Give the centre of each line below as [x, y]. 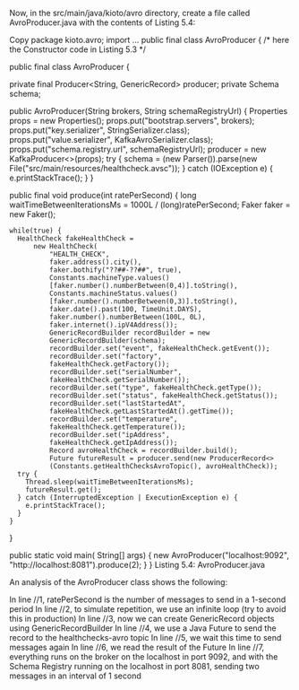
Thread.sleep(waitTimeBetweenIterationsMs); [110, 482]
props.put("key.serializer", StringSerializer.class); [100, 130]
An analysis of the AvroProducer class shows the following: [119, 582]
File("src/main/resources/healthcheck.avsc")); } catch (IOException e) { [141, 168]
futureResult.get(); [64, 490]
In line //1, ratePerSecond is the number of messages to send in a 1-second [148, 599]
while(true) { [36, 231]
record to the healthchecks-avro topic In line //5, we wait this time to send [145, 638]
